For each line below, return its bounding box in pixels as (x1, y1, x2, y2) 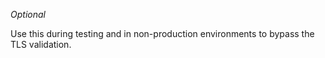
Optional (10, 9, 46, 20)
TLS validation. (10, 39, 72, 50)
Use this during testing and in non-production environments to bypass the (10, 28, 315, 39)
